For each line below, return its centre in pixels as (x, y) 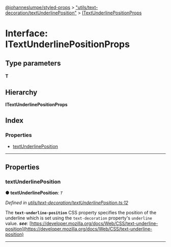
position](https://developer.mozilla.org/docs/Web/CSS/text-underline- (79, 229)
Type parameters (33, 63)
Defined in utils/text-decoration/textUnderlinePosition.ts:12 (67, 203)
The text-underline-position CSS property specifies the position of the (81, 213)
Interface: (27, 33)
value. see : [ (18, 223)
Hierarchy (21, 92)
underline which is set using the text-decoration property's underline (79, 218)
